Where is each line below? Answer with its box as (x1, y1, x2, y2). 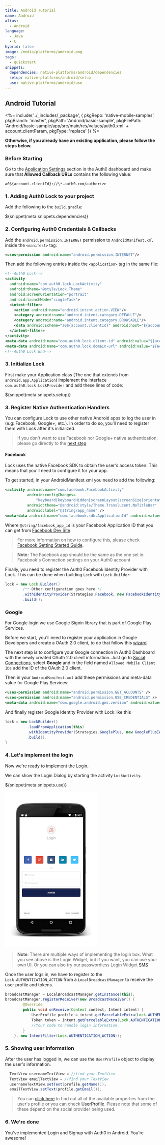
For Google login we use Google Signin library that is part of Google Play (5, 620, 152, 626)
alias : (5, 18, 19, 23)
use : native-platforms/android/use (9, 81, 82, 85)
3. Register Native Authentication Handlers (5, 404, 110, 411)
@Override (23, 1002, 43, 1007)
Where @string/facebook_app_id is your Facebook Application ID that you (5, 522, 154, 528)
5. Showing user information (5, 1045, 75, 1052)
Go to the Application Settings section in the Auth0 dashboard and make (5, 166, 151, 172)
